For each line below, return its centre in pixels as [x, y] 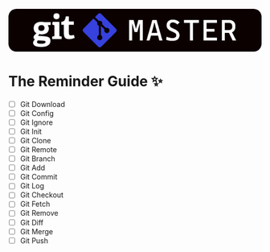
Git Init [31, 131]
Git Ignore [37, 122]
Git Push [34, 240]
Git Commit [39, 177]
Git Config [37, 113]
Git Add [33, 168]
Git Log [32, 186]
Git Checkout [42, 195]
